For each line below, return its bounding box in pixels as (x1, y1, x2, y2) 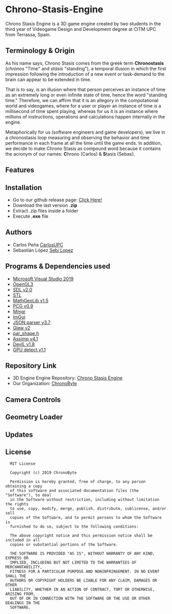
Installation (5, 183, 42, 192)
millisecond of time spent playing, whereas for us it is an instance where (5, 108, 158, 114)
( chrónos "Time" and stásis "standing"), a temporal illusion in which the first (5, 65, 166, 71)
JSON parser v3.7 (12, 319, 51, 325)
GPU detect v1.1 (12, 347, 46, 353)
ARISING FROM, (5, 591, 36, 597)
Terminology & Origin (5, 46, 75, 55)
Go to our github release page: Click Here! (12, 197, 102, 203)
